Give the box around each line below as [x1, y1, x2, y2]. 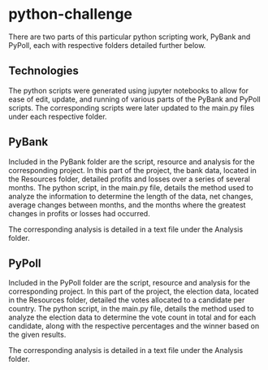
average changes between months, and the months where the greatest [8, 200, 246, 210]
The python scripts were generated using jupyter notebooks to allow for [8, 85, 249, 95]
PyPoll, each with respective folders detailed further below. [8, 40, 206, 50]
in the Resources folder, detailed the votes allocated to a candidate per [8, 295, 245, 305]
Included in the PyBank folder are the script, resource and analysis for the [8, 156, 255, 167]
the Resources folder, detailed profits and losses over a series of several [8, 174, 250, 184]
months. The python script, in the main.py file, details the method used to [8, 182, 253, 192]
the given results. [8, 330, 67, 340]
